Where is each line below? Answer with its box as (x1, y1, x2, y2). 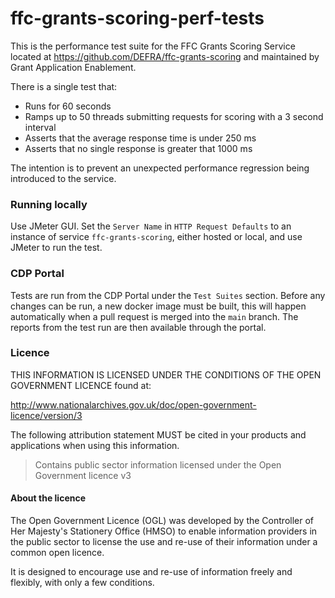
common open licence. (10, 547, 105, 559)
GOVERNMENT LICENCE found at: (10, 379, 152, 391)
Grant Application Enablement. (10, 61, 137, 73)
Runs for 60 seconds (24, 100, 112, 112)
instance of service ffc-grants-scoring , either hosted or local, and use (10, 231, 303, 243)
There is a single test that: (10, 80, 118, 92)
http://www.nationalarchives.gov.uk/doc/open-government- (10, 398, 257, 411)
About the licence (10, 492, 87, 504)
